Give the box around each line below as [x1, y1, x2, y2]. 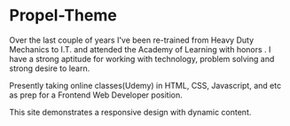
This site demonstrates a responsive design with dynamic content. [9, 106, 252, 117]
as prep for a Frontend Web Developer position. [9, 90, 184, 100]
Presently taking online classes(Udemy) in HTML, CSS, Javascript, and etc [9, 80, 282, 91]
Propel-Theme [9, 5, 117, 26]
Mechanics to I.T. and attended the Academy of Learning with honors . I [9, 43, 271, 54]
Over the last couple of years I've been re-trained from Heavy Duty [9, 35, 255, 45]
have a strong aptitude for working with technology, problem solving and [9, 53, 275, 64]
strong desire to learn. [9, 63, 90, 74]
